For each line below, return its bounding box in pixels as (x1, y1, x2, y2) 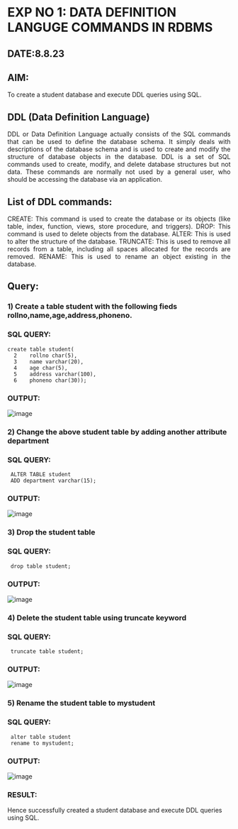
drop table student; (10, 562, 72, 570)
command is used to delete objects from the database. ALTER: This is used (7, 230, 231, 238)
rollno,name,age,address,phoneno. (7, 310, 132, 320)
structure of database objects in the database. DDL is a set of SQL (7, 153, 231, 161)
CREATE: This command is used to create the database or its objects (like (7, 214, 231, 224)
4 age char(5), (13, 364, 69, 371)
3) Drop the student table (7, 527, 96, 537)
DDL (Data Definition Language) (7, 111, 150, 123)
